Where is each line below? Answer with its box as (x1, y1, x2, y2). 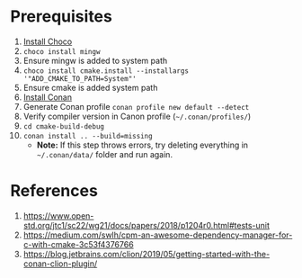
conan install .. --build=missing (22, 131, 153, 140)
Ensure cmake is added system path (22, 82, 158, 93)
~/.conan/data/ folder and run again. (36, 148, 173, 159)
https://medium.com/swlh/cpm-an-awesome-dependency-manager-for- (22, 229, 293, 240)
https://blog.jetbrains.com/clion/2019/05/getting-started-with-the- (22, 248, 271, 259)
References (10, 181, 98, 202)
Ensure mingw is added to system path (22, 55, 168, 66)
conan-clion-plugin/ (22, 258, 98, 269)
